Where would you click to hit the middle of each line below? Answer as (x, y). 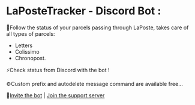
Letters (24, 45)
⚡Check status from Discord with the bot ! (58, 70)
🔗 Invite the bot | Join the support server (55, 95)
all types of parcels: (31, 33)
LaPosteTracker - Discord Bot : (84, 11)
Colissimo (27, 51)
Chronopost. (30, 58)
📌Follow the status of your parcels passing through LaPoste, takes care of (97, 27)
